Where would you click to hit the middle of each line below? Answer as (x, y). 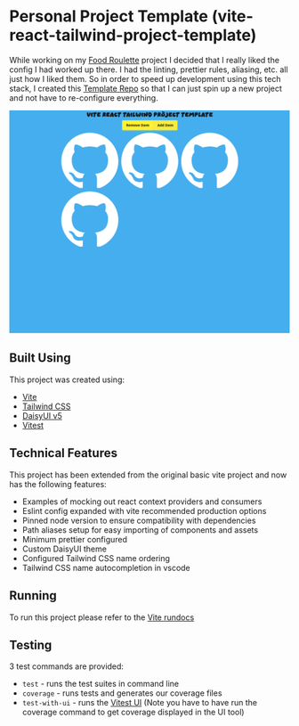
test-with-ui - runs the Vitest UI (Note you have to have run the (140, 703)
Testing (31, 644)
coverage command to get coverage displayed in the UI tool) (133, 712)
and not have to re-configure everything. (84, 98)
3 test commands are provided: (67, 666)
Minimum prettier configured (74, 539)
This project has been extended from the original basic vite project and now (148, 475)
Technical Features (64, 453)
